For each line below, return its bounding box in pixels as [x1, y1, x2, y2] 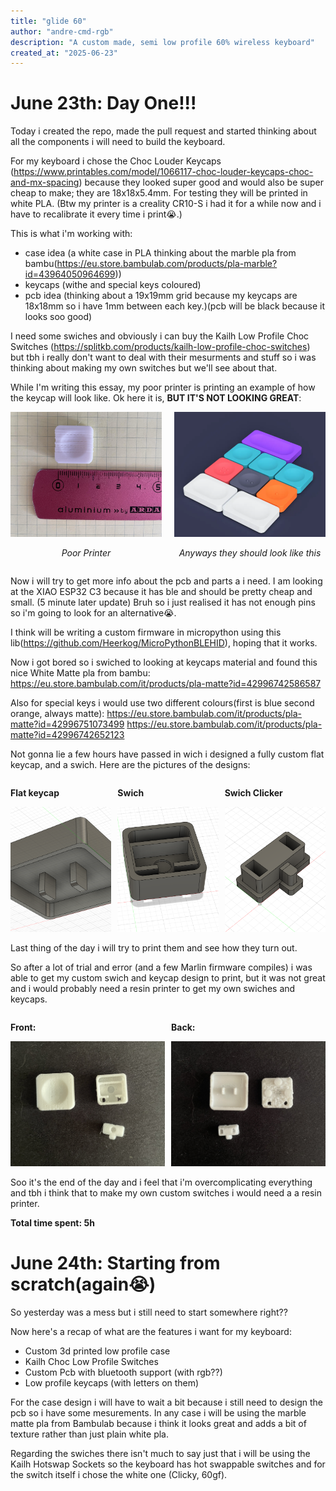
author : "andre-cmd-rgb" [10, 26, 114, 37]
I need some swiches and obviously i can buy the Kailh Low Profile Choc [10, 330, 310, 342]
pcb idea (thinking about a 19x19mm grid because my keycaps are [24, 290, 298, 302]
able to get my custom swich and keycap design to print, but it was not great [10, 972, 326, 984]
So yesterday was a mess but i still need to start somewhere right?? [10, 1306, 288, 1319]
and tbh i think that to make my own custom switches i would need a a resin [10, 1187, 322, 1199]
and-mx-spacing [10, 176, 80, 189]
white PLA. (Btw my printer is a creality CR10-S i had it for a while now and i [10, 198, 322, 210]
